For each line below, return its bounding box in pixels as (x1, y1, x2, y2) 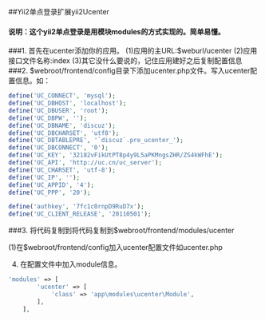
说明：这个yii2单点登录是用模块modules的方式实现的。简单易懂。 (8, 26, 225, 36)
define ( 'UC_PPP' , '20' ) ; (8, 188, 91, 196)
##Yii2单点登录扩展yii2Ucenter (8, 7, 110, 16)
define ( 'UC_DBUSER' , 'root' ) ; (8, 106, 109, 114)
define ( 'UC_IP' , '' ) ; (8, 173, 81, 181)
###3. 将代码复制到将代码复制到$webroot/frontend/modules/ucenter (8, 226, 235, 236)
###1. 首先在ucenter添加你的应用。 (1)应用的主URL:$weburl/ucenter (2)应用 (8, 46, 258, 56)
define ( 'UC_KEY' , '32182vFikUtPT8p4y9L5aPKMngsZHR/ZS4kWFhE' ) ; (8, 151, 223, 160)
